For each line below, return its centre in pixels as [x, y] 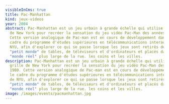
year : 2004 [17, 24]
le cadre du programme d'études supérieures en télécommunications [82, 75]
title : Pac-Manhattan [28, 14]
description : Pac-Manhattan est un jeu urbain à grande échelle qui [78, 61]
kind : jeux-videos [24, 19]
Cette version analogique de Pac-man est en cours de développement [83, 38]
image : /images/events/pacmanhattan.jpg [48, 93]
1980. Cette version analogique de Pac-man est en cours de [74, 70]
